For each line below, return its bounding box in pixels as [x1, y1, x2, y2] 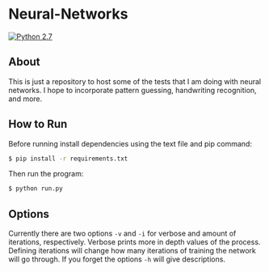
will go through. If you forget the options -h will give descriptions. [8, 254, 226, 264]
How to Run [8, 117, 68, 131]
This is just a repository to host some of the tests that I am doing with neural [8, 76, 261, 86]
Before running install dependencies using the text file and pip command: [8, 138, 253, 148]
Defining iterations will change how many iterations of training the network [8, 246, 256, 256]
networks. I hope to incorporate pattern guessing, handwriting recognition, [8, 85, 257, 95]
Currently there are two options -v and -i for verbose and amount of [8, 228, 237, 239]
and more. [8, 94, 43, 104]
